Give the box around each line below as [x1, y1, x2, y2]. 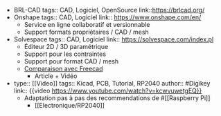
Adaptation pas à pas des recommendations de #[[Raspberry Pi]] [24, 94, 211, 102]
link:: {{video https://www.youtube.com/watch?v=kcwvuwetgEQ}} [13, 86, 202, 95]
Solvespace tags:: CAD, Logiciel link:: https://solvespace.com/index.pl [13, 35, 214, 43]
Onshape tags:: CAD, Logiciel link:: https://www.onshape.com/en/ [13, 13, 202, 21]
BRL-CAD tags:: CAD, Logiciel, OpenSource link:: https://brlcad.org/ [13, 6, 205, 14]
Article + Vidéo [34, 72, 78, 80]
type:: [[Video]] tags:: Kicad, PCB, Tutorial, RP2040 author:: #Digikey [13, 79, 211, 87]
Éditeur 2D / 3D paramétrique [24, 43, 109, 50]
